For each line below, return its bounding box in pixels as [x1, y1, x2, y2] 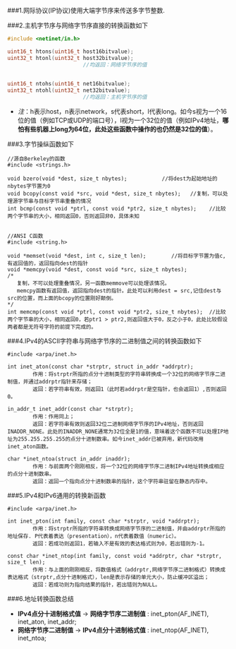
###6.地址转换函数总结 [7, 595, 74, 602]
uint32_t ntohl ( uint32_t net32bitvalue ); [7, 87, 131, 94]
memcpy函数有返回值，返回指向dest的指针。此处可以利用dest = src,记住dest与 [16, 287, 222, 294]
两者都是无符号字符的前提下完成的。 [7, 323, 97, 331]
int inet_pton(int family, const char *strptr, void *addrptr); [7, 518, 200, 525]
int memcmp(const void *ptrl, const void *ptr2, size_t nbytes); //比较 [7, 309, 227, 316]
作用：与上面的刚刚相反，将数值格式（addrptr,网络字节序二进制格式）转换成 [32, 566, 226, 573]
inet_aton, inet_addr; [17, 617, 77, 626]
